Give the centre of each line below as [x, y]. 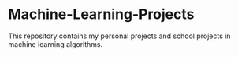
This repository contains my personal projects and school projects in [119, 36]
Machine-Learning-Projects [101, 14]
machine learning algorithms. [56, 44]
